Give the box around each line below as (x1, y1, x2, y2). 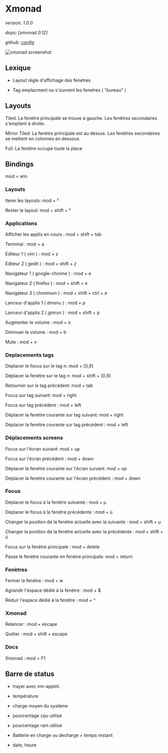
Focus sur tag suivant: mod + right (5, 392, 77, 398)
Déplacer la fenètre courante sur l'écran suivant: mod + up (5, 465, 127, 471)
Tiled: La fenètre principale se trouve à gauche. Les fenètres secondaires (5, 115, 157, 121)
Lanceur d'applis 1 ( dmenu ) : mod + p (5, 299, 86, 306)
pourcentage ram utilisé (12, 722, 62, 728)
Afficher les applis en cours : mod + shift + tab (5, 231, 102, 237)
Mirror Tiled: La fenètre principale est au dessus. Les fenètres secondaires (5, 130, 160, 136)
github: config (5, 39, 34, 45)
